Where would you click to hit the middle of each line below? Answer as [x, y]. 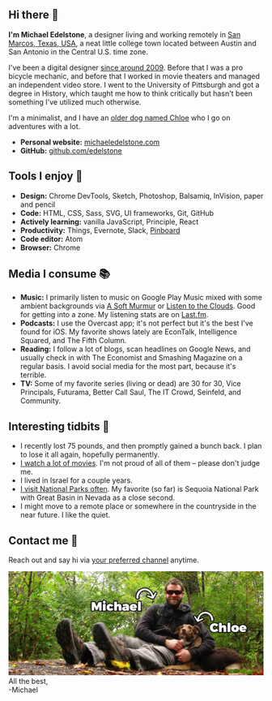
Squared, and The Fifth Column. [73, 341]
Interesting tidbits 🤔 [59, 426]
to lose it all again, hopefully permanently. [90, 454]
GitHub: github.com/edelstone [71, 150]
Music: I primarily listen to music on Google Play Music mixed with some [141, 298]
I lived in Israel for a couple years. [76, 480]
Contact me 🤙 [43, 540]
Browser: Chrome [50, 247]
